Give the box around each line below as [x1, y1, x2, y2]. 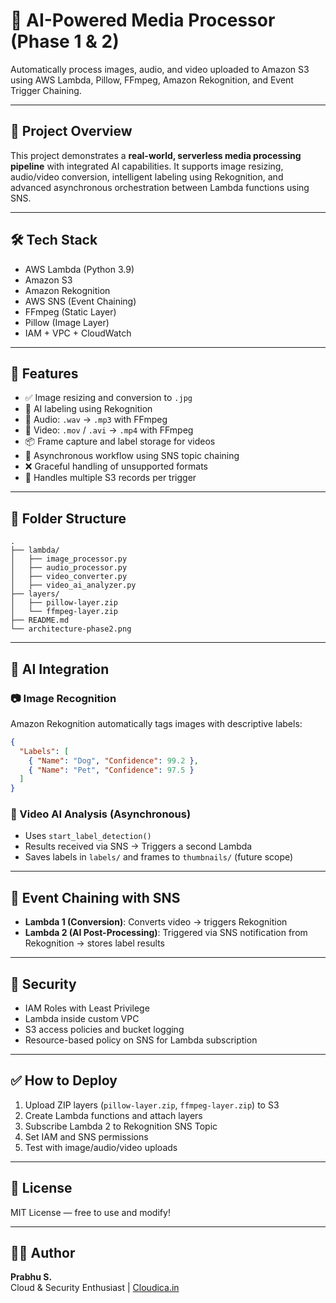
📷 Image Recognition [10, 691, 117, 705]
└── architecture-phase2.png [10, 624, 132, 634]
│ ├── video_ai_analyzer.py [10, 580, 137, 591]
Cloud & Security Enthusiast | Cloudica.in [10, 1282, 180, 1294]
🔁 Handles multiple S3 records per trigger [24, 472, 197, 484]
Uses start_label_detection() [24, 830, 152, 842]
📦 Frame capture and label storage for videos [24, 435, 216, 448]
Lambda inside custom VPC [24, 1013, 140, 1025]
